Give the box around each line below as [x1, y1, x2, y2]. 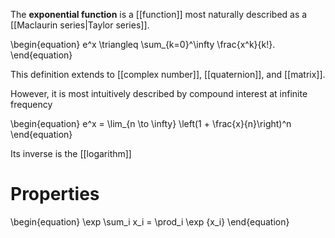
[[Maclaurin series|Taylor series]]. [10, 19, 150, 31]
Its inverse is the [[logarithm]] [10, 148, 132, 159]
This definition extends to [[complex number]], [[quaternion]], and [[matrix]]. [10, 69, 326, 80]
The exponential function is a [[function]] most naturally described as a [10, 9, 308, 20]
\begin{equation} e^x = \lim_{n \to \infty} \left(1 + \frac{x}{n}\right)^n [10, 118, 292, 129]
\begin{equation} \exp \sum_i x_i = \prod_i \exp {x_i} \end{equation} [10, 215, 290, 228]
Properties [10, 183, 100, 206]
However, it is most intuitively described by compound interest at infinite [10, 88, 308, 99]
